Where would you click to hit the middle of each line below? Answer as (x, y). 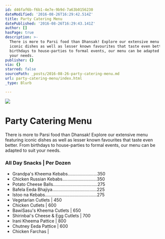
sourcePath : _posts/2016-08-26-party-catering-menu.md (62, 74)
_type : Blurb (18, 83)
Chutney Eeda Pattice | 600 (40, 226)
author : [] (16, 28)
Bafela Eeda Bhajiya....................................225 (58, 189)
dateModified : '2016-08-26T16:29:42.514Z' (49, 14)
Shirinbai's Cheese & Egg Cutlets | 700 (51, 215)
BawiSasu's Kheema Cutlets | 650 (46, 210)
